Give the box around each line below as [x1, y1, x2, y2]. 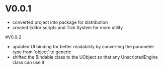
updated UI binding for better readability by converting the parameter [12, 43, 155, 49]
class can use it [12, 59, 45, 65]
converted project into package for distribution [12, 19, 108, 25]
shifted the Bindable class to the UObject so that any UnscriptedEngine [12, 54, 158, 60]
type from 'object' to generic [12, 49, 71, 55]
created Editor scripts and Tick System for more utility [12, 24, 123, 30]
